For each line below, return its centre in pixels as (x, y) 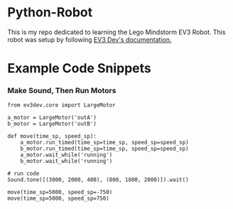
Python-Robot (50, 12)
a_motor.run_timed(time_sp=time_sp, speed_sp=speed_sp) (105, 143)
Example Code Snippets (79, 69)
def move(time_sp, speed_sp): (52, 136)
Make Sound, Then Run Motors (62, 91)
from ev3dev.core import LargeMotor (61, 105)
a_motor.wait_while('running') (66, 155)
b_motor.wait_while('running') (66, 161)
